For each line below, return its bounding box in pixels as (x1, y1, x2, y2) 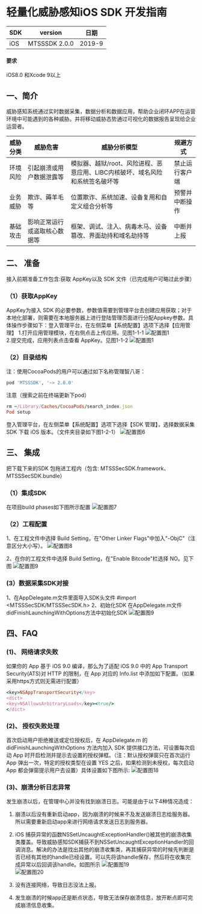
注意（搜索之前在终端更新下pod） (6, 391, 90, 399)
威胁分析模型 (101, 143, 138, 151)
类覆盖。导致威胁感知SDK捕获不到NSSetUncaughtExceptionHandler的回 (14, 838, 194, 845)
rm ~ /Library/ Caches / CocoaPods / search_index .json (6, 403, 133, 409)
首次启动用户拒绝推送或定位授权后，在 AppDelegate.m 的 (6, 737, 148, 744)
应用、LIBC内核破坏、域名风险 (76, 168, 163, 176)
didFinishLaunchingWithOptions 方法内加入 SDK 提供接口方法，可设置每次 (6, 744, 191, 752)
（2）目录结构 (6, 353, 47, 361)
